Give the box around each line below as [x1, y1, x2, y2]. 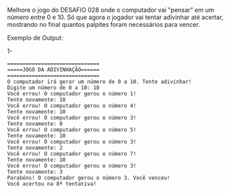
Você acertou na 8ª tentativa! [7, 181, 97, 188]
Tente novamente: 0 [7, 120, 63, 127]
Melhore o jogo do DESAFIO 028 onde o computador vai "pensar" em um [7, 6, 215, 14]
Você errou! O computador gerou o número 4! [7, 102, 137, 109]
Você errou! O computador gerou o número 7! [7, 150, 137, 157]
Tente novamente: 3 [7, 168, 63, 175]
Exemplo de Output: [7, 34, 64, 42]
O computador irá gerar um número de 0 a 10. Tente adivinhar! [7, 78, 192, 85]
